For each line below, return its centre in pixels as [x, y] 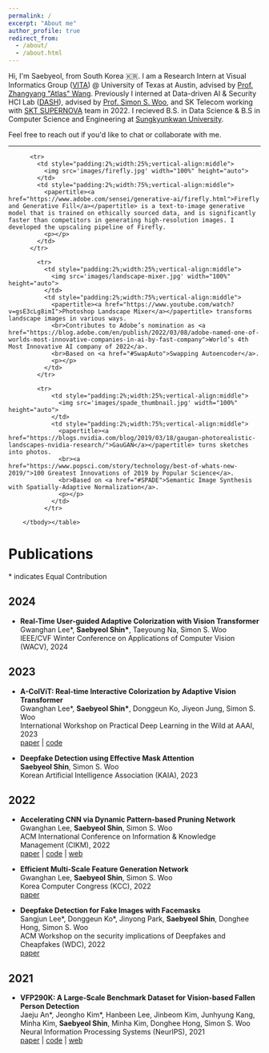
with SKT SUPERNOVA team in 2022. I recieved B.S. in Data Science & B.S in [134, 110]
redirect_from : [34, 38]
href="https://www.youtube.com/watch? [170, 304]
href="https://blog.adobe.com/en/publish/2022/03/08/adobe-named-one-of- [134, 333]
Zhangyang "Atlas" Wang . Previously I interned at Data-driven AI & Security [132, 94]
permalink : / [30, 16]
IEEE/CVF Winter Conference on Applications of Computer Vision [127, 638]
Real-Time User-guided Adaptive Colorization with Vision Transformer [139, 621]
